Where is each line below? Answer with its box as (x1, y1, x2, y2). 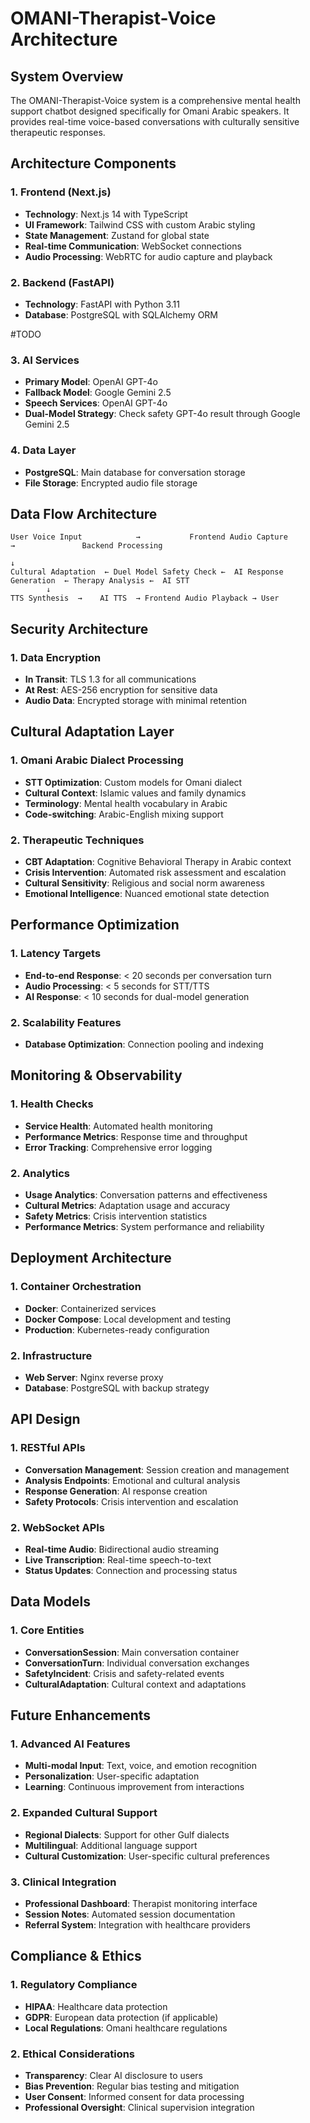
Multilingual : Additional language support (24, 1839, 198, 1851)
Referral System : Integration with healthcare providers (24, 1918, 251, 1931)
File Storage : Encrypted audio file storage (24, 477, 198, 489)
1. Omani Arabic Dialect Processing (10, 753, 184, 767)
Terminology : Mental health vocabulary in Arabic (24, 797, 228, 809)
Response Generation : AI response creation (24, 1485, 208, 1497)
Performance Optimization (10, 917, 180, 934)
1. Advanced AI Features (10, 1737, 131, 1751)
